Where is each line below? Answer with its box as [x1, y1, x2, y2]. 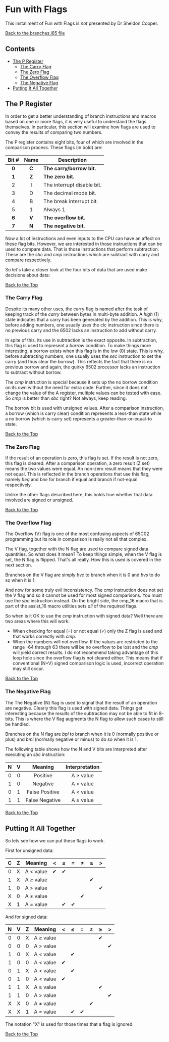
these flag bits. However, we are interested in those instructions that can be [5, 241, 162, 247]
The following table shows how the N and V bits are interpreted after [5, 746, 147, 752]
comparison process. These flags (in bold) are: [5, 144, 103, 150]
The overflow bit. [43, 214, 86, 221]
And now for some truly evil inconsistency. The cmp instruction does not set [5, 587, 163, 593]
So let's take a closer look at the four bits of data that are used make [5, 266, 147, 272]
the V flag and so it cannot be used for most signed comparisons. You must [5, 592, 162, 598]
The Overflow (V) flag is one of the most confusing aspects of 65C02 [5, 531, 150, 537]
